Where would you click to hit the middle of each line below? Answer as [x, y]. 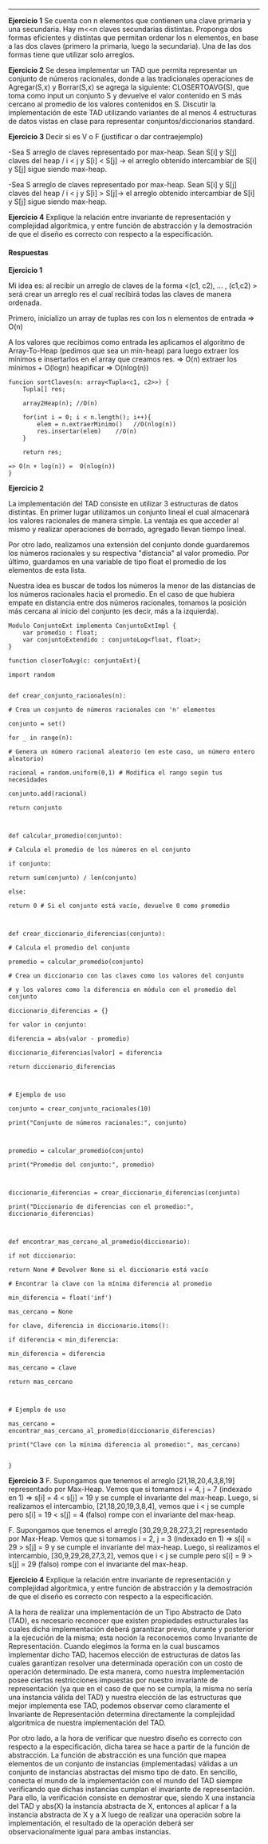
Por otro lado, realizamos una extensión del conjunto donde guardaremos [129, 545]
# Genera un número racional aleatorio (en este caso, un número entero [132, 752]
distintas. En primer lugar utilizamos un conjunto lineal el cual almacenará [129, 512]
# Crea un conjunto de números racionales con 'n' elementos [112, 710]
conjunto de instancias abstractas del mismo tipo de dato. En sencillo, [123, 1772]
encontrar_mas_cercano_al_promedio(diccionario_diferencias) [112, 1431]
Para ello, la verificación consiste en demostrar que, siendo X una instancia [132, 1798]
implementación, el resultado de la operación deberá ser [101, 1823]
